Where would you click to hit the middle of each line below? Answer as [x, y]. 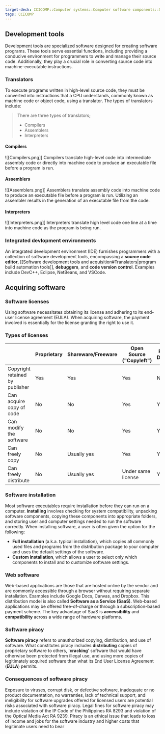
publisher [18, 387]
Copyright [19, 369]
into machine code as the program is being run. [53, 228]
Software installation [30, 495]
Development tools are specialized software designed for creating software [81, 46]
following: [15, 532]
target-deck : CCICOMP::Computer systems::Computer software [68, 10]
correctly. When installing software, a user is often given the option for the [80, 526]
